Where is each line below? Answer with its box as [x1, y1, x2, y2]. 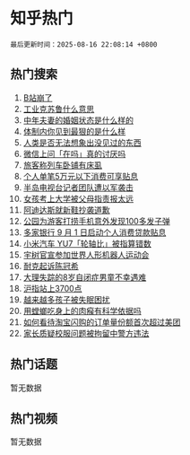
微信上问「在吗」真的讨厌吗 [22, 148, 126, 159]
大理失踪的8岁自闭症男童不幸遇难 [22, 271, 147, 283]
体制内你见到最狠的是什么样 [22, 126, 126, 136]
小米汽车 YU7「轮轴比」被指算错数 [22, 238, 151, 249]
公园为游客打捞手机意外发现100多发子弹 [22, 215, 171, 226]
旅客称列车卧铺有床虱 [22, 159, 102, 171]
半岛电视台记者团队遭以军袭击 [22, 181, 134, 193]
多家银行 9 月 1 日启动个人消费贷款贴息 [22, 226, 167, 238]
